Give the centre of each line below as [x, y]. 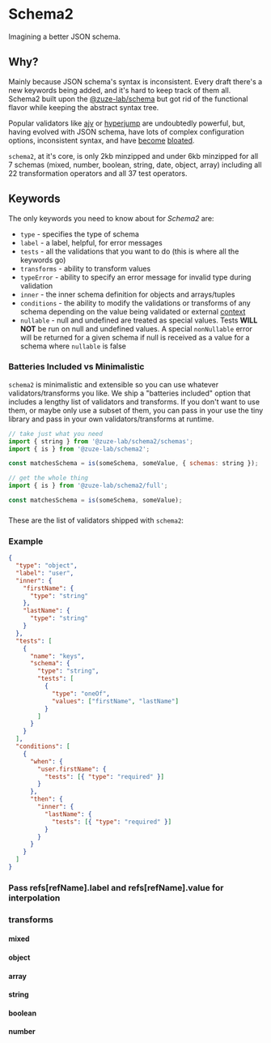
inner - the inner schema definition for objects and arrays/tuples [127, 294]
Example [26, 541]
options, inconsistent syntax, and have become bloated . [102, 140]
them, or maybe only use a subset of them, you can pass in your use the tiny [136, 410]
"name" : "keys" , [57, 656]
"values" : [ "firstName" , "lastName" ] [115, 701]
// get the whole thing [49, 478]
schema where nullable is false [73, 346]
